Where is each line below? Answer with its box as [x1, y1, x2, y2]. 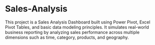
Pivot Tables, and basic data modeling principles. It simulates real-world [5, 24, 149, 30]
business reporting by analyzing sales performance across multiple [5, 29, 140, 35]
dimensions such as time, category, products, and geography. [5, 34, 129, 40]
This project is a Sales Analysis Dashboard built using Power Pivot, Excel [5, 19, 151, 25]
